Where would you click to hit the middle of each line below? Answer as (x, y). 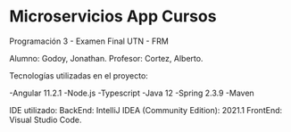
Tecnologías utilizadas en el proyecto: (79, 75)
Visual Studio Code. (46, 120)
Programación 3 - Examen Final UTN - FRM (89, 41)
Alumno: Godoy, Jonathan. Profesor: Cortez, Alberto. (106, 58)
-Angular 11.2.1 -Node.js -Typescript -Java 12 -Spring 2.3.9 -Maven (132, 93)
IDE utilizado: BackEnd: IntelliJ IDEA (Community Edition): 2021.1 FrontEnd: (146, 110)
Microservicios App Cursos (113, 16)
